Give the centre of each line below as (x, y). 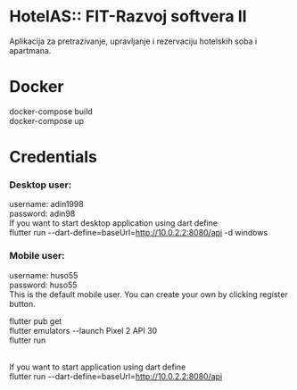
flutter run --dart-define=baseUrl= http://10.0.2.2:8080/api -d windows (139, 233)
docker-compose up (47, 120)
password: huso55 (43, 285)
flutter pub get (36, 321)
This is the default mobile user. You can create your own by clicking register (148, 294)
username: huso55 (44, 275)
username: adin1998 (47, 204)
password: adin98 (42, 214)
